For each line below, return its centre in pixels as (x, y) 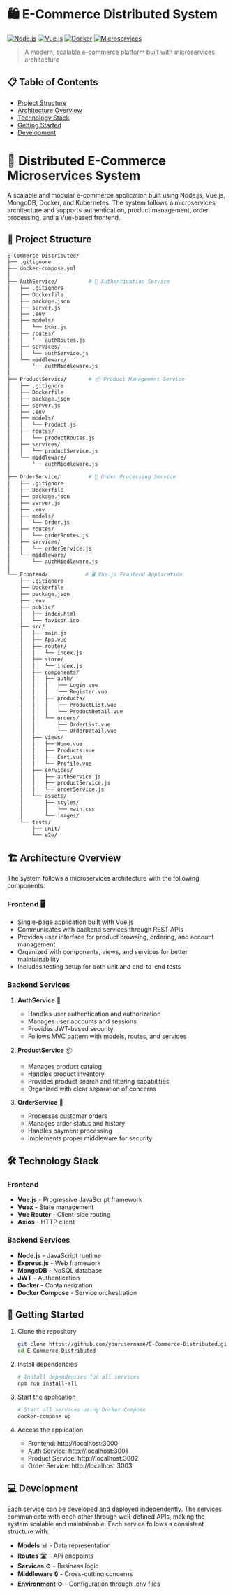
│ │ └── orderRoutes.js (48, 536)
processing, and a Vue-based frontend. (64, 217)
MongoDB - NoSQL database (60, 1270)
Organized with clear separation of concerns (92, 1089)
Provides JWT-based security (70, 1028)
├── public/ (37, 607)
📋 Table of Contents (53, 82)
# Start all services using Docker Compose (82, 1409)
